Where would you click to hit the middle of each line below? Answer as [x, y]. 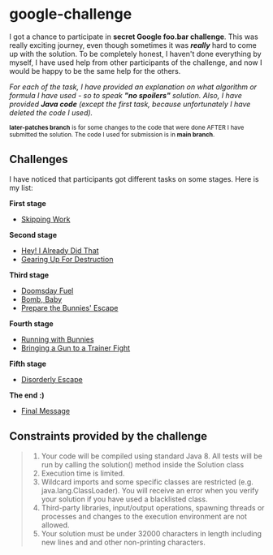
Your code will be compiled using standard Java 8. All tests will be [152, 456]
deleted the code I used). [51, 112]
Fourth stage [31, 323]
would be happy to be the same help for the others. [95, 71]
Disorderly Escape [52, 379]
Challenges [39, 159]
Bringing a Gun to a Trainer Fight [76, 348]
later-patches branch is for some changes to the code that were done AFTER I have [127, 127]
